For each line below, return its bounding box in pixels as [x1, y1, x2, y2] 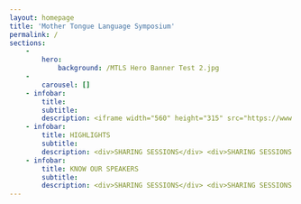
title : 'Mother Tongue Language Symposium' [9, 22, 176, 31]
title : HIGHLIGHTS [41, 131, 111, 140]
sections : [9, 38, 47, 48]
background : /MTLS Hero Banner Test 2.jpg [57, 64, 220, 73]
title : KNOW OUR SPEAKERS [41, 164, 140, 173]
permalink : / [9, 30, 59, 39]
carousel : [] [41, 80, 91, 89]
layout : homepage [9, 13, 75, 23]
